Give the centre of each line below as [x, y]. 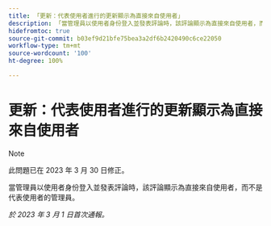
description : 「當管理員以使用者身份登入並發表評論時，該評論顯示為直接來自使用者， [134, 23]
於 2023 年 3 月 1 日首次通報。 [58, 214]
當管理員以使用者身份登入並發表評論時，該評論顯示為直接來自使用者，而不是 [135, 187]
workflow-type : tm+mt [45, 46]
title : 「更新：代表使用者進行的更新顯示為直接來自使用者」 [96, 16]
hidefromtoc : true [39, 31]
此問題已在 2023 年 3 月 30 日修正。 [69, 169]
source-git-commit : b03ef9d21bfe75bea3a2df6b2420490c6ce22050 [115, 38]
